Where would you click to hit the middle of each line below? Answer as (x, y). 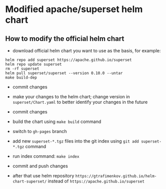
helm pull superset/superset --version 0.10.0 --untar (64, 73)
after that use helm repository (43, 176)
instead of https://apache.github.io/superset (96, 181)
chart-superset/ (30, 181)
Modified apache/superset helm (74, 9)
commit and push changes (40, 166)
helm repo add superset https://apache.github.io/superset (69, 60)
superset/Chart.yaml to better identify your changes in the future (80, 102)
